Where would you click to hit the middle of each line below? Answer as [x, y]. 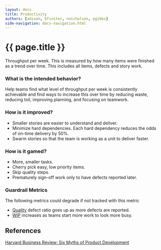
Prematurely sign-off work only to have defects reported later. [75, 177]
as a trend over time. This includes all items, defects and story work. [74, 66]
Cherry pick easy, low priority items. [49, 167]
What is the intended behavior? [43, 79]
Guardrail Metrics [26, 190]
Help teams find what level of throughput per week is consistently [71, 89]
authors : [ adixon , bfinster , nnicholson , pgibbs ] [57, 19]
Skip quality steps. [31, 172]
